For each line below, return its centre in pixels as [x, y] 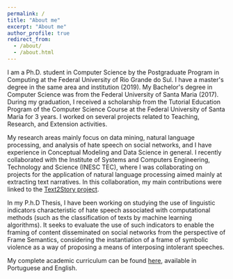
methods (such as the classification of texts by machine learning [100, 217]
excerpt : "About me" [37, 26]
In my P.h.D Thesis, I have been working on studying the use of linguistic [111, 202]
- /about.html [34, 53]
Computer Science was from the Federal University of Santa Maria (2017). [113, 94]
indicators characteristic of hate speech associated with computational [109, 210]
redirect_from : [29, 40]
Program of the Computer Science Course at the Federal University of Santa [116, 109]
